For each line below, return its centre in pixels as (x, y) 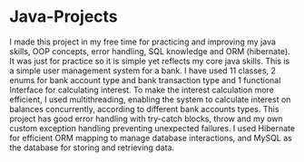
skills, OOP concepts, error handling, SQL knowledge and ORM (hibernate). (150, 51)
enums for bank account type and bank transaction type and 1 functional (145, 80)
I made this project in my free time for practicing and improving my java (143, 42)
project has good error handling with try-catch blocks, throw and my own (146, 119)
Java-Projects (64, 17)
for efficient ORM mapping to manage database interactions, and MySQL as (151, 138)
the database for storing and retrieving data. (92, 148)
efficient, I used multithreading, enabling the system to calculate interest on (150, 99)
